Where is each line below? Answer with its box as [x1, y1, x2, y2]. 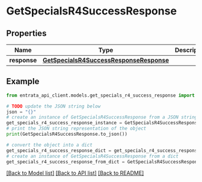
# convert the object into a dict [6, 142, 93, 148]
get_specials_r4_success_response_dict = [6, 147, 112, 154]
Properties [6, 28, 47, 38]
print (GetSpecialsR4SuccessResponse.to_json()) [6, 131, 128, 138]
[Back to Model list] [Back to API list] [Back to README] [6, 169, 144, 177]
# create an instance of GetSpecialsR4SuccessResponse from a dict [6, 153, 179, 159]
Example [6, 76, 40, 86]
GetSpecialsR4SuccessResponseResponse [42, 56, 170, 64]
